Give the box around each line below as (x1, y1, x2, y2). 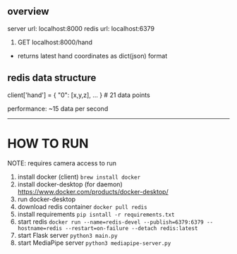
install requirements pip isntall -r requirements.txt (17, 210, 175, 218)
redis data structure (7, 72, 97, 84)
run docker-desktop (17, 195, 76, 203)
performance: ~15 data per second (7, 104, 109, 113)
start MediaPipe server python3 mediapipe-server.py (17, 239, 171, 247)
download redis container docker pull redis (17, 202, 147, 210)
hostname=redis (17, 224, 63, 231)
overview (7, 6, 49, 18)
